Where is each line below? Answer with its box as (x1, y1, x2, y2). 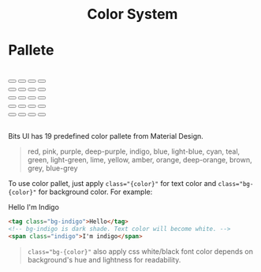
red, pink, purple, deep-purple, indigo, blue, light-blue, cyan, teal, (27, 147, 240, 156)
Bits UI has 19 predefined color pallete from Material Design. (8, 132, 203, 141)
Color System (87, 6, 178, 23)
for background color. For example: (38, 187, 153, 197)
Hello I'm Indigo (8, 203, 59, 212)
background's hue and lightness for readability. (27, 255, 181, 264)
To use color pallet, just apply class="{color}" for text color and (8, 179, 217, 188)
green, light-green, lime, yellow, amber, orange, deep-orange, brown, (27, 155, 252, 165)
